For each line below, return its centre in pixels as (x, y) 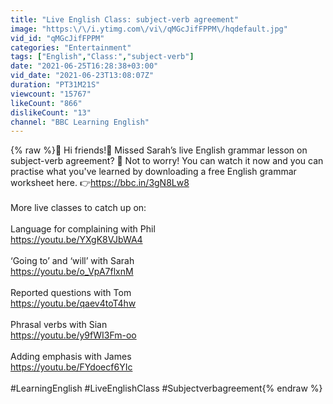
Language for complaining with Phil (83, 229)
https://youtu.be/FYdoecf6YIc (71, 367)
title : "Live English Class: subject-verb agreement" (125, 19)
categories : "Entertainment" (71, 47)
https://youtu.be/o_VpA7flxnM (72, 272)
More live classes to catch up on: (78, 208)
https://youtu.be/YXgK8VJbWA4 (76, 240)
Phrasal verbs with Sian (59, 325)
